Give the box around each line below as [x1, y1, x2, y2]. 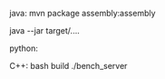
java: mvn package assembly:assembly [9, 8, 156, 18]
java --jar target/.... [9, 25, 80, 35]
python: [9, 43, 38, 54]
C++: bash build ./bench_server [9, 61, 128, 71]
